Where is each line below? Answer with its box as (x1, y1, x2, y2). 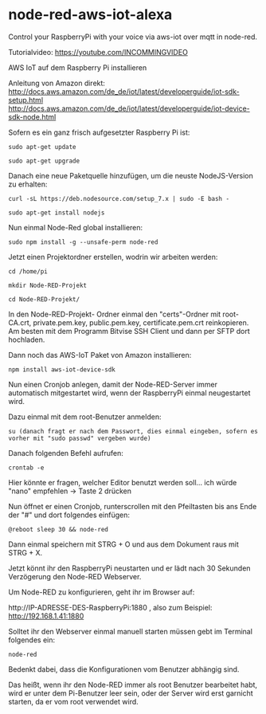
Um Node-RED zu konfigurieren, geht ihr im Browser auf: (8, 587, 195, 597)
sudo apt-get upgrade (8, 157, 80, 165)
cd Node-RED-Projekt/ (8, 295, 80, 304)
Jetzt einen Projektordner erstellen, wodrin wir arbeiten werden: (8, 252, 218, 261)
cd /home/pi (8, 267, 48, 276)
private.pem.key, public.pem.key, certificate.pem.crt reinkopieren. (33, 317, 249, 328)
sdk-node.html (8, 112, 57, 121)
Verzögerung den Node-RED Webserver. (8, 571, 142, 581)
